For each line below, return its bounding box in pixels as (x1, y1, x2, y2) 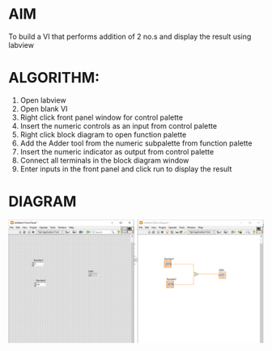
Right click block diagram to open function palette (19, 129, 187, 139)
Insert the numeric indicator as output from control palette (19, 146, 215, 156)
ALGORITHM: (8, 69, 100, 87)
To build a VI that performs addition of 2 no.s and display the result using (8, 32, 252, 41)
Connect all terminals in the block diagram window (19, 155, 189, 165)
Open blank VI (19, 104, 68, 113)
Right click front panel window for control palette (19, 112, 184, 122)
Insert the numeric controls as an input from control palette (19, 121, 217, 130)
